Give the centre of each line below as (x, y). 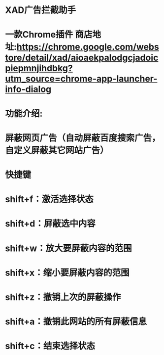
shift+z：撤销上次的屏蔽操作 (63, 297)
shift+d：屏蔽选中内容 (50, 224)
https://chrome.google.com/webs (88, 47)
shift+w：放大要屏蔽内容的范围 (68, 248)
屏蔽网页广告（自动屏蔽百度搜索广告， (83, 138)
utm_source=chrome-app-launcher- (81, 79)
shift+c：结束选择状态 (50, 346)
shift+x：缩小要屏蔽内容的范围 (67, 273)
